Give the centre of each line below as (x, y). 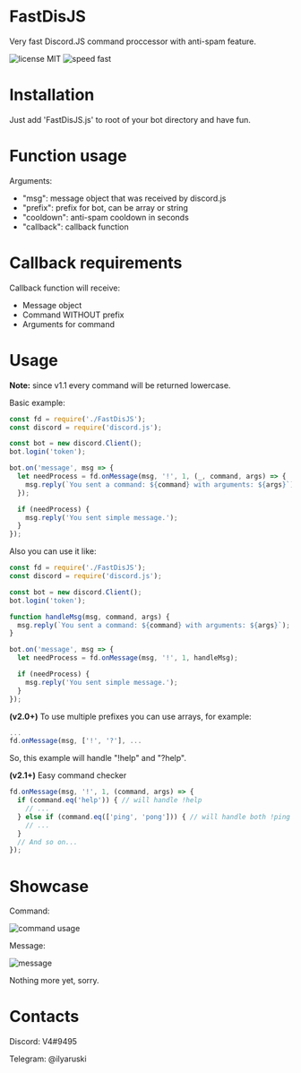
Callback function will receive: (65, 288)
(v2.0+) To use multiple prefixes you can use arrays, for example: (131, 716)
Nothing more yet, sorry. (55, 981)
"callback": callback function (75, 227)
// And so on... (47, 842)
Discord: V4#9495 (43, 1042)
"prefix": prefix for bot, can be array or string (105, 207)
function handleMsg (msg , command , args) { (90, 617)
